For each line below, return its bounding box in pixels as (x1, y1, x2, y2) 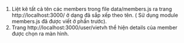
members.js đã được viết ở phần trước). (11, 18, 107, 24)
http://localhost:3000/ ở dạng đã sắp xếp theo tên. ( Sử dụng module (11, 12, 179, 19)
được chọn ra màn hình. (11, 30, 69, 37)
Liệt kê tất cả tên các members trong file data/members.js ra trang (11, 6, 172, 12)
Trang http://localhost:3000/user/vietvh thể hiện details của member (11, 24, 178, 31)
